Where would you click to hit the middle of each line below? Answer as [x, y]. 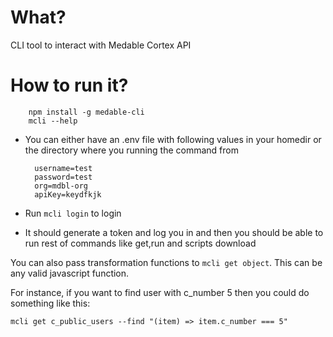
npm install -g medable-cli [86, 112]
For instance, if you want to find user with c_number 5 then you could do [160, 292]
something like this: [50, 303]
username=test [63, 168]
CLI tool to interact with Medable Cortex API [101, 45]
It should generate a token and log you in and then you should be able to [174, 232]
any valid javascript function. [70, 273]
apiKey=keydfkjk [68, 194]
